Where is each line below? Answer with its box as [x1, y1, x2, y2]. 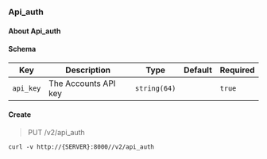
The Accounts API [48, 78, 116, 89]
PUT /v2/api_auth [27, 127, 85, 137]
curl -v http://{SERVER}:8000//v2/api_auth [8, 142, 155, 151]
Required [219, 64, 255, 76]
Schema [8, 45, 37, 54]
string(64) [134, 83, 176, 93]
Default [184, 64, 213, 76]
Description [65, 64, 111, 76]
